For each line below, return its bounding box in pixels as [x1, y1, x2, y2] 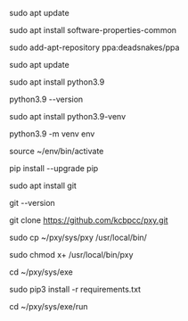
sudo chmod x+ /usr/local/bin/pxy [9, 250, 134, 259]
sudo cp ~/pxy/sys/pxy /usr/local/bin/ [9, 232, 147, 243]
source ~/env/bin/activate [9, 146, 104, 156]
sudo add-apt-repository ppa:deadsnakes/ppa [9, 42, 180, 53]
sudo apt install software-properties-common [9, 25, 176, 35]
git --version [9, 198, 55, 208]
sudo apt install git [9, 180, 78, 191]
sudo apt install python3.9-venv [9, 111, 127, 121]
